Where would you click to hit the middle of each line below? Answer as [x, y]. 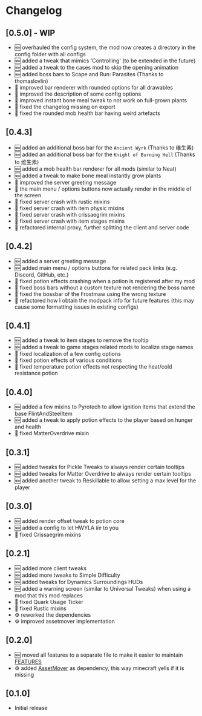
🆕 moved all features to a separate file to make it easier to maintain [99, 655]
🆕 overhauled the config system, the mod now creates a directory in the [105, 47]
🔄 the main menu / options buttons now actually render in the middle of [103, 189]
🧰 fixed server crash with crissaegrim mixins [70, 214]
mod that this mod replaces [48, 595]
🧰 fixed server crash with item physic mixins [69, 208]
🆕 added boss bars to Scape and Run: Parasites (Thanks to [89, 74]
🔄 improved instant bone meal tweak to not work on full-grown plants [101, 100]
